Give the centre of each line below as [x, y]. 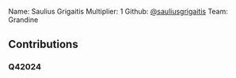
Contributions [43, 45]
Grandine [23, 20]
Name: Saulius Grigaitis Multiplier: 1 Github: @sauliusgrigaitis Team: [118, 11]
